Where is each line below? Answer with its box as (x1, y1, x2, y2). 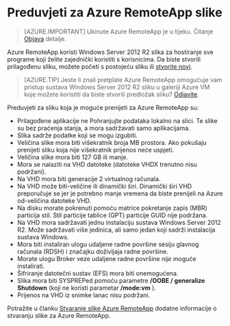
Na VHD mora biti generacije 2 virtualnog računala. (16, 174, 161, 182)
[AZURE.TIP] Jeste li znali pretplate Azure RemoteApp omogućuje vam (23, 75, 222, 83)
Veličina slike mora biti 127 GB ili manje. (16, 152, 129, 161)
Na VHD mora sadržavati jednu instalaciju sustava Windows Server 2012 (16, 218, 221, 226)
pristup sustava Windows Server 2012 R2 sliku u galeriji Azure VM (23, 83, 210, 91)
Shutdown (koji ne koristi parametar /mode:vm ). (16, 284, 156, 292)
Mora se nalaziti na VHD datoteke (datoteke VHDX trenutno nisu (16, 160, 197, 168)
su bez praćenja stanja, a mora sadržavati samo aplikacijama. (16, 124, 190, 132)
